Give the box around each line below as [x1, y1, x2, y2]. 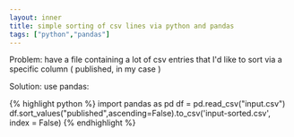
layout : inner [9, 13, 63, 22]
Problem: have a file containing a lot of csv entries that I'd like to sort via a [9, 55, 282, 65]
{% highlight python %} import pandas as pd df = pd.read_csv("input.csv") [9, 98, 286, 109]
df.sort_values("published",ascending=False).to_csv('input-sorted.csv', [9, 108, 271, 119]
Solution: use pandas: [9, 81, 90, 92]
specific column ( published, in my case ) [9, 64, 161, 74]
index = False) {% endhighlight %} [9, 117, 136, 128]
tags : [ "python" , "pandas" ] [9, 30, 110, 39]
